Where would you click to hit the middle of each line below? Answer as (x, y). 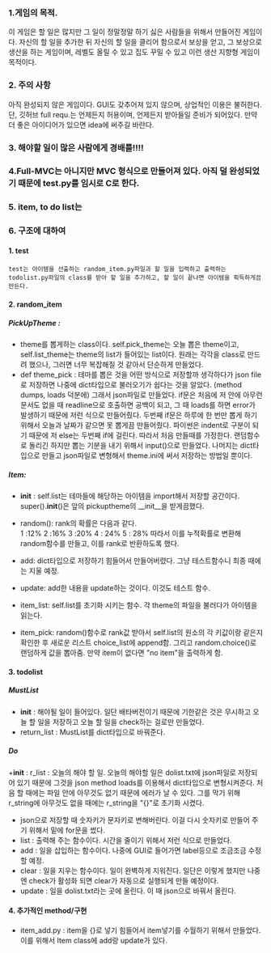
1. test (19, 250)
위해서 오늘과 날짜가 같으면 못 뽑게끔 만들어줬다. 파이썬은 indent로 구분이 (135, 426)
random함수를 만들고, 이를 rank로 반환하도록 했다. (100, 544)
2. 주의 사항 (30, 85)
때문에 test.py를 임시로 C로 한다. (78, 184)
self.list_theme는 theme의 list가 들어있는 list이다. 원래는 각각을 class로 (133, 354)
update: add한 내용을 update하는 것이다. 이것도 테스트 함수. (115, 588)
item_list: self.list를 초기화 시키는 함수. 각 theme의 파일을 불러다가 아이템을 (139, 605)
